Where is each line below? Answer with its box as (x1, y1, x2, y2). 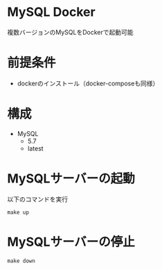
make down (7, 258, 36, 264)
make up (7, 209, 30, 216)
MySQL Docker (7, 4, 96, 20)
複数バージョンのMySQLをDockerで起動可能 (7, 28, 134, 36)
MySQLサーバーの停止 (7, 234, 135, 250)
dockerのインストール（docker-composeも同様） (17, 79, 159, 87)
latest (27, 144, 44, 153)
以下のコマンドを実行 (7, 195, 68, 203)
